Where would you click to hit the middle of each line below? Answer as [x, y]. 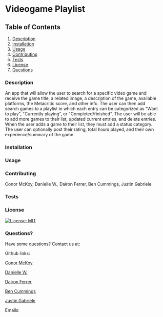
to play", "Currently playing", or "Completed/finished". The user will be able [81, 114]
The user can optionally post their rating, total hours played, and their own [80, 129]
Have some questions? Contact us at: [43, 244]
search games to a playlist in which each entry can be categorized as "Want [81, 109]
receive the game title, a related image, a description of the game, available [81, 98]
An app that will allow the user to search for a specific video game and [76, 93]
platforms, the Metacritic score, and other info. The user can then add [75, 104]
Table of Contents [33, 27]
